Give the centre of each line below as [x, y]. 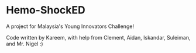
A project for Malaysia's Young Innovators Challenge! [70, 26]
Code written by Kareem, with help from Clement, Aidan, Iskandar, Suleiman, [98, 37]
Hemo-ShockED [46, 10]
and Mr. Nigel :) [25, 44]
